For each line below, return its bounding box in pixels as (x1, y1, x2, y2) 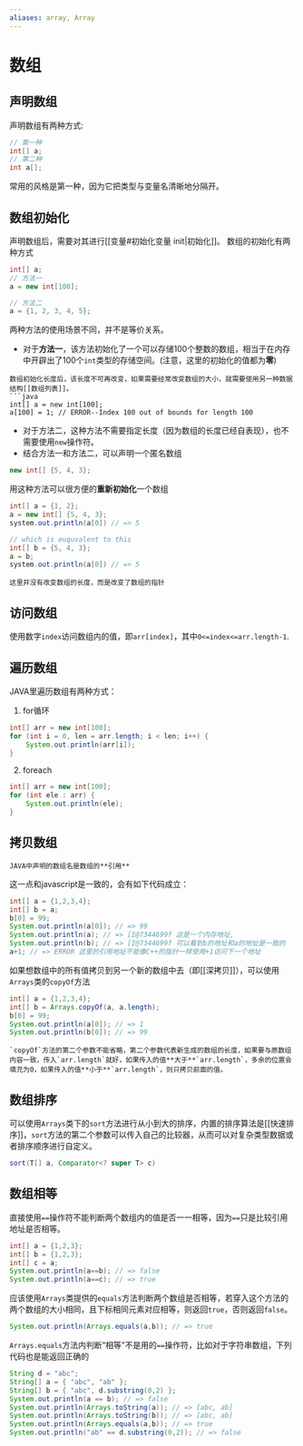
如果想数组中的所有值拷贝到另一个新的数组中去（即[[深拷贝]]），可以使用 (9, 964, 279, 975)
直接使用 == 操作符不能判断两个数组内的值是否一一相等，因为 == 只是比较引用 (9, 1212, 288, 1223)
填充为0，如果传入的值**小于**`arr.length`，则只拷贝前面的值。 (9, 1065, 228, 1075)
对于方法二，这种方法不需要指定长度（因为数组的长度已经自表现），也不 (22, 425, 289, 436)
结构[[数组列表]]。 (9, 385, 73, 394)
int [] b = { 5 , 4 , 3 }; (9, 543, 92, 552)
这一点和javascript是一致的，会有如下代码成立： (9, 878, 190, 889)
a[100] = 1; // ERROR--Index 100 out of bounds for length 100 (9, 408, 254, 417)
